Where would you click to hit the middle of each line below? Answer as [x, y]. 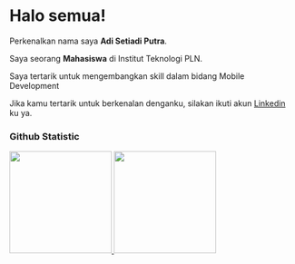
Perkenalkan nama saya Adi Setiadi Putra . [88, 41]
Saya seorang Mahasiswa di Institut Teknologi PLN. [106, 58]
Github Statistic [44, 136]
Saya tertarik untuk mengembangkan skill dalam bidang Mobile [127, 76]
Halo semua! [58, 16]
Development [34, 85]
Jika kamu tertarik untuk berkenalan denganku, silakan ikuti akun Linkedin [147, 103]
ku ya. [21, 112]
